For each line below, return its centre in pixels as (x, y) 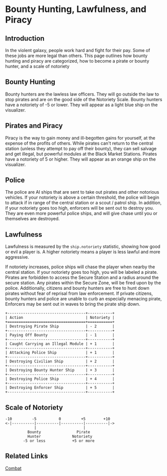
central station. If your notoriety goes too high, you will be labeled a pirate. (82, 272)
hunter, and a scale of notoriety (37, 66)
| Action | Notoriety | (60, 318)
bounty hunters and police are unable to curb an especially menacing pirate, (83, 299)
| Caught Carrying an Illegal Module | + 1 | (60, 344)
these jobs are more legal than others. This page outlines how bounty (77, 56)
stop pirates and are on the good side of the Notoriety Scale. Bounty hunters (84, 99)
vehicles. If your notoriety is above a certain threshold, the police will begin (82, 197)
